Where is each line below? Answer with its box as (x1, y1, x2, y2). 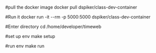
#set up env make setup (5, 33, 55, 39)
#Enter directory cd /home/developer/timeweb (5, 23, 102, 29)
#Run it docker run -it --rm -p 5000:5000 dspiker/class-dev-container (5, 14, 151, 19)
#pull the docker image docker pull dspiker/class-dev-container (5, 4, 137, 10)
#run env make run (5, 43, 45, 49)
